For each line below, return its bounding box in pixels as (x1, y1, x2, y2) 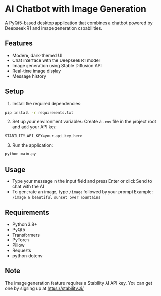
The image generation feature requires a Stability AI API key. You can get (5, 280, 152, 286)
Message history (12, 73, 47, 79)
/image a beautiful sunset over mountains (12, 195, 101, 200)
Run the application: (12, 142, 53, 148)
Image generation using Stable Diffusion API (12, 62, 102, 68)
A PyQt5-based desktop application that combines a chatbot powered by (5, 20, 153, 26)
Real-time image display (12, 68, 61, 74)
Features (5, 39, 33, 48)
